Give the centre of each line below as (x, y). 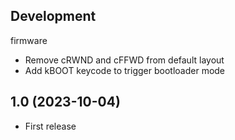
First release (50, 126)
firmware (29, 40)
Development (53, 16)
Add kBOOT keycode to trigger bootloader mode (125, 70)
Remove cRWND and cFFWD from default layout (124, 60)
